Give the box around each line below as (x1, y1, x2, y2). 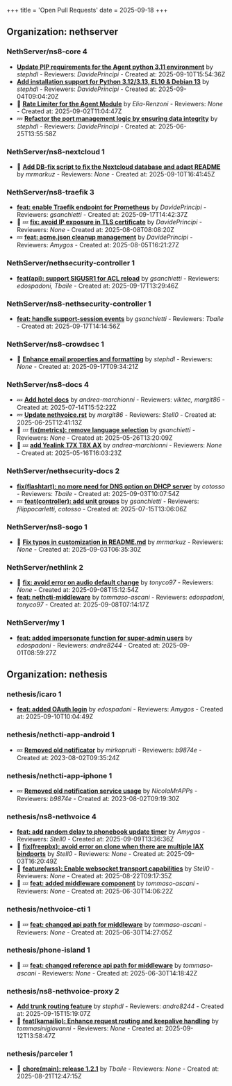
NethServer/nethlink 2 (6, 562, 84, 572)
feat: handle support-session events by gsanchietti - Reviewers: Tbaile (16, 314, 224, 322)
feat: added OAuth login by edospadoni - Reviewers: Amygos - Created (16, 705, 224, 714)
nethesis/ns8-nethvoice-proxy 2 (6, 986, 119, 996)
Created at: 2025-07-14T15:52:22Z (16, 403, 117, 412)
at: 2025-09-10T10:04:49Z (16, 712, 94, 721)
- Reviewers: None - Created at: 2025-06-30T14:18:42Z (37, 969, 198, 977)
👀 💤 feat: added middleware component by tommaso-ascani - (16, 879, 199, 888)
